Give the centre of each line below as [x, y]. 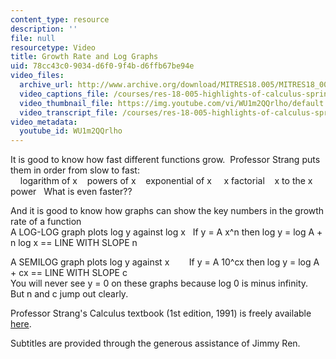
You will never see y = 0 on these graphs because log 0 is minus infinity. [159, 283]
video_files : [37, 76]
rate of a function [46, 222]
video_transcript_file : [68, 112]
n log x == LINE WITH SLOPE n [74, 243]
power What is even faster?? [71, 192]
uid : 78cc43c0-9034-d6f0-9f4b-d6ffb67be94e [102, 66]
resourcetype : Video [53, 47]
